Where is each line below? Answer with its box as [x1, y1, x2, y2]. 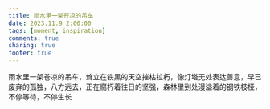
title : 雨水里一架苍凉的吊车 [8, 11, 94, 20]
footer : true [8, 49, 52, 57]
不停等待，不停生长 [8, 92, 72, 101]
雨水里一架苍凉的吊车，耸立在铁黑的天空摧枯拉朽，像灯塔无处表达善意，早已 [8, 72, 262, 81]
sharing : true [8, 42, 56, 50]
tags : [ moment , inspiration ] [8, 26, 106, 34]
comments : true [8, 34, 59, 42]
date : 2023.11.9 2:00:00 [8, 19, 92, 27]
